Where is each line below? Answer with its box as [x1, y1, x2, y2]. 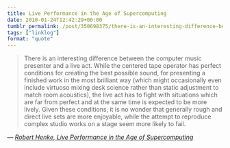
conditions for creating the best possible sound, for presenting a [23, 69, 205, 77]
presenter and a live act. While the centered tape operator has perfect [23, 62, 221, 70]
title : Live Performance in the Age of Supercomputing [7, 10, 167, 17]
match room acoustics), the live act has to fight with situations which [23, 90, 218, 99]
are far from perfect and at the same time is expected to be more [23, 98, 207, 106]
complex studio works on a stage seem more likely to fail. [23, 120, 186, 128]
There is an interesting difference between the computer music [23, 54, 202, 62]
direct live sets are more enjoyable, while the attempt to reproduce [23, 112, 212, 121]
